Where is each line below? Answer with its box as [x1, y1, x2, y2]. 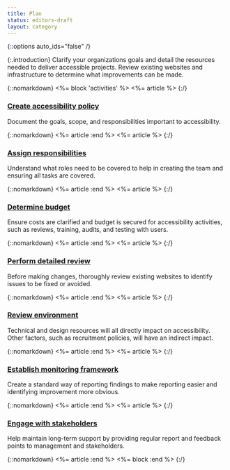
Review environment [7, 311, 79, 320]
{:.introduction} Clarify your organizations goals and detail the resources [7, 56, 215, 64]
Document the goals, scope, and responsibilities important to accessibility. [7, 117, 221, 125]
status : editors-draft [7, 17, 73, 24]
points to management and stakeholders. [7, 441, 125, 450]
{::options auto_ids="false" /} [7, 42, 91, 51]
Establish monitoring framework [7, 364, 119, 374]
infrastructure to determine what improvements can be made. [7, 70, 184, 79]
